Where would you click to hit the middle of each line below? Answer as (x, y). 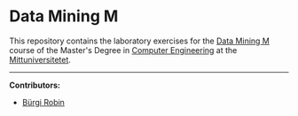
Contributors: (35, 85)
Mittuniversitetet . (40, 59)
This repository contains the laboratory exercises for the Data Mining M (140, 41)
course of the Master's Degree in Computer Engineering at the (123, 50)
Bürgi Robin (43, 102)
